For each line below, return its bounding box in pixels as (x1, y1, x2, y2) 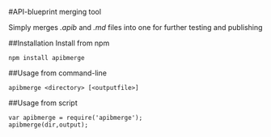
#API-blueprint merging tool (8, 7, 102, 16)
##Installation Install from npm (8, 38, 110, 48)
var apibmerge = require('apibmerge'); (8, 113, 143, 122)
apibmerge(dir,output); (8, 121, 89, 129)
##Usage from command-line (8, 68, 108, 78)
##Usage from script (8, 98, 78, 108)
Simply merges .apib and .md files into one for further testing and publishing (8, 23, 263, 32)
